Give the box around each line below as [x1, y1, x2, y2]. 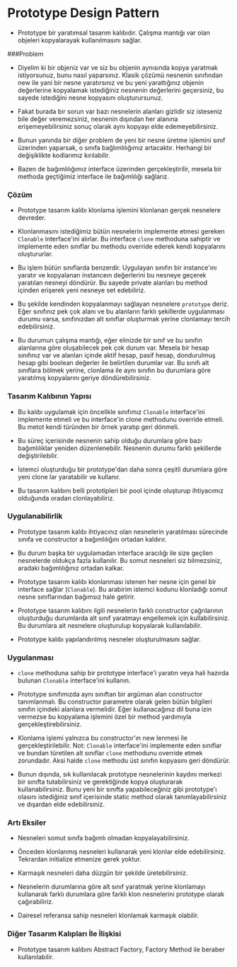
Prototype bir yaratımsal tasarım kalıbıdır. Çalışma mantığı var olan [17, 28, 210, 37]
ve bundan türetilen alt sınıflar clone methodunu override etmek [17, 749, 203, 757]
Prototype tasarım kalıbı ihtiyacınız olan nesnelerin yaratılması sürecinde [17, 527, 229, 536]
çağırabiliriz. [17, 898, 54, 906]
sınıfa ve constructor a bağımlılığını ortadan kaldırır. [17, 534, 167, 543]
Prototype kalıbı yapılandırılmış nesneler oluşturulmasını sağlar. [17, 635, 202, 643]
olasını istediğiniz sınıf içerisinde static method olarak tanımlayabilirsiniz [17, 793, 227, 801]
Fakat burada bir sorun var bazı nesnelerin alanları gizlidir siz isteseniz [17, 107, 223, 115]
